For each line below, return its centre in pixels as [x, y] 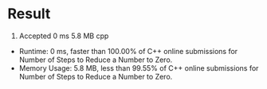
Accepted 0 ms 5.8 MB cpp [64, 36]
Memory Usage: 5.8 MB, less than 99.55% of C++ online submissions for [139, 68]
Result [29, 14]
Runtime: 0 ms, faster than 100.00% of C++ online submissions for [128, 51]
